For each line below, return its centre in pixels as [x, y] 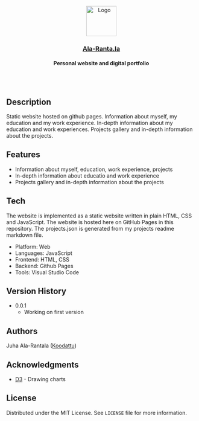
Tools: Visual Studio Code [47, 272]
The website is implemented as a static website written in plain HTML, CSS [99, 216]
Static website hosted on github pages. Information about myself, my [92, 116]
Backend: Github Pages [44, 266]
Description [29, 102]
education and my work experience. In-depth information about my [90, 123]
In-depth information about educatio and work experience [87, 175]
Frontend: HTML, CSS [42, 259]
